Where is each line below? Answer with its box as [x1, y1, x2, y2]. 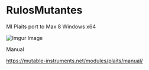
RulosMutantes [6, 4, 83, 17]
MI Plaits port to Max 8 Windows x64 [6, 23, 96, 30]
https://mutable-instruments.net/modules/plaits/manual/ [6, 57, 143, 64]
